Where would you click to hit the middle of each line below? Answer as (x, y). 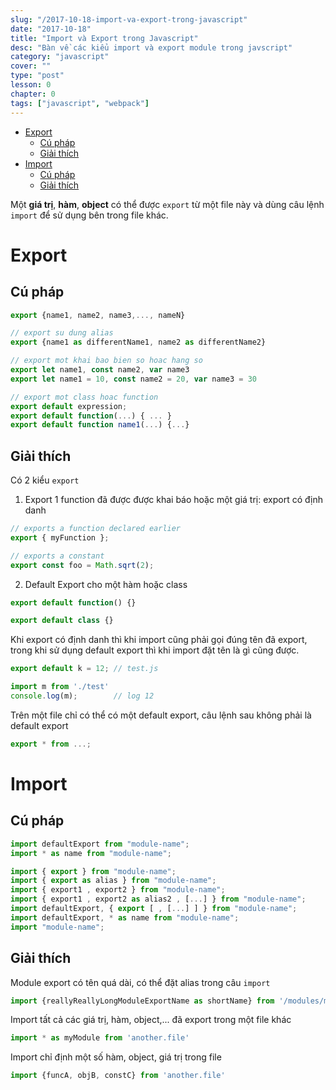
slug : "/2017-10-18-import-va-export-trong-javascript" (129, 19)
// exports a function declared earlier (96, 529)
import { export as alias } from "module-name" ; (113, 881)
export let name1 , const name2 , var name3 (100, 370)
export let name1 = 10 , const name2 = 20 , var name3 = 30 (133, 379)
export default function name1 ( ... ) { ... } (100, 425)
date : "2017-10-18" (51, 29)
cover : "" (31, 66)
